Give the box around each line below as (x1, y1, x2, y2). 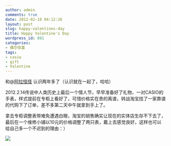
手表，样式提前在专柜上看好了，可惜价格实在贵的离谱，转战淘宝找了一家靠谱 (5, 96, 166, 102)
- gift (5, 59, 19, 64)
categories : (5, 41, 31, 46)
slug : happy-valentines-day (5, 26, 65, 31)
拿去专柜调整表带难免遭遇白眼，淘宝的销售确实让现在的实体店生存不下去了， (5, 113, 166, 119)
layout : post (5, 21, 33, 27)
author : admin (5, 7, 36, 13)
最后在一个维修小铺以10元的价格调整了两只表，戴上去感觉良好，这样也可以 (5, 119, 162, 125)
